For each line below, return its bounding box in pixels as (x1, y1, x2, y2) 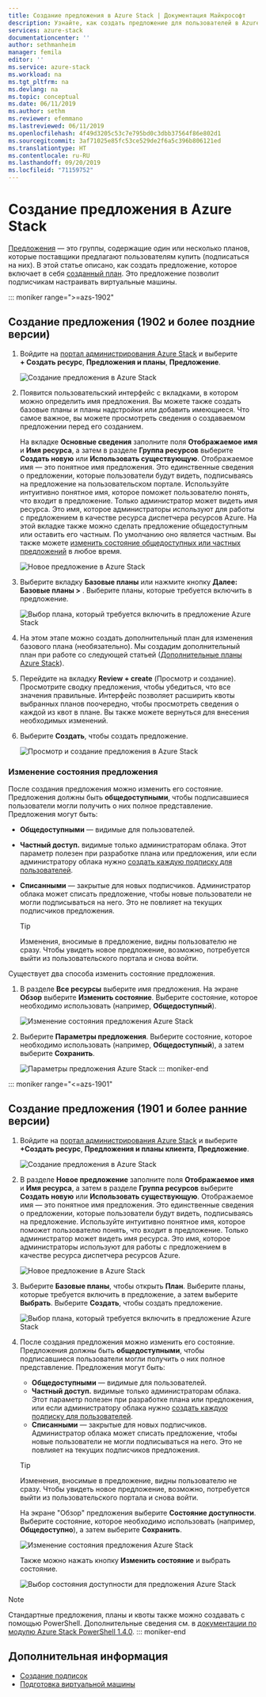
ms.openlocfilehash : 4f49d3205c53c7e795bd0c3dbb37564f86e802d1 (8, 129, 222, 137)
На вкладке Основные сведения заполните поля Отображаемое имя (19, 437, 258, 446)
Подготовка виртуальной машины (19, 1679, 136, 1688)
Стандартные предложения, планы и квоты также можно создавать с (8, 1610, 245, 1619)
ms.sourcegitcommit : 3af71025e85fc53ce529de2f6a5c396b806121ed (8, 136, 222, 145)
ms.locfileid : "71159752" (8, 166, 93, 174)
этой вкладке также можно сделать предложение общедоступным (19, 521, 248, 531)
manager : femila (8, 48, 62, 56)
